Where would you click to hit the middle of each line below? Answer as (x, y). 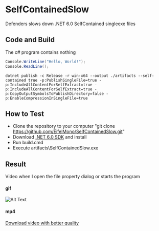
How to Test (25, 114)
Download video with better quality (42, 223)
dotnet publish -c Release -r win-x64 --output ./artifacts (71, 75)
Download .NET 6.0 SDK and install (50, 137)
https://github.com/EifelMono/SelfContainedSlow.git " (69, 131)
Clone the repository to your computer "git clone (64, 126)
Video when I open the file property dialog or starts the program (73, 177)
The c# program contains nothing (41, 52)
